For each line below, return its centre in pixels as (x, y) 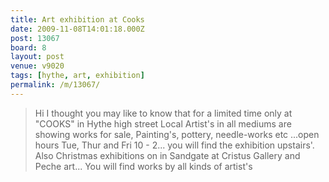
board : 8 (28, 47)
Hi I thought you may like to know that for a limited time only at (163, 113)
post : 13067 (35, 38)
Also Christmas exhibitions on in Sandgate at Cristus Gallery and (167, 155)
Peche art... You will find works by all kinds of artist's (143, 166)
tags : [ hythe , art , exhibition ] (77, 76)
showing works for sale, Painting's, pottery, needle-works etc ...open (177, 134)
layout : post (37, 57)
